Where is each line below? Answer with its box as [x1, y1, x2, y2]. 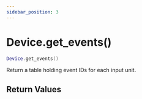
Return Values [6, 84, 62, 95]
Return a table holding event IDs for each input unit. [6, 67, 136, 74]
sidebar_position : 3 [6, 9, 59, 15]
